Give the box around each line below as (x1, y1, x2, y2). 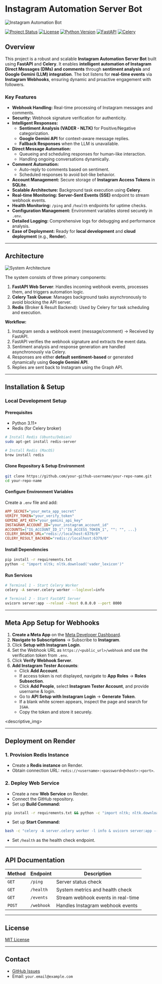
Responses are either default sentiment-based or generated (12, 354, 134, 360)
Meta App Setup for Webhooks (5, 619, 100, 627)
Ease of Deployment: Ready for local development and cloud (12, 228, 136, 234)
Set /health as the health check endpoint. (12, 838, 95, 843)
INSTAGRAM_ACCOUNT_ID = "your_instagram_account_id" (5, 522, 109, 527)
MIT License (5, 936, 30, 942)
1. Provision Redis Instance (5, 751, 69, 758)
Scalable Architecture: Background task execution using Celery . (12, 187, 142, 193)
